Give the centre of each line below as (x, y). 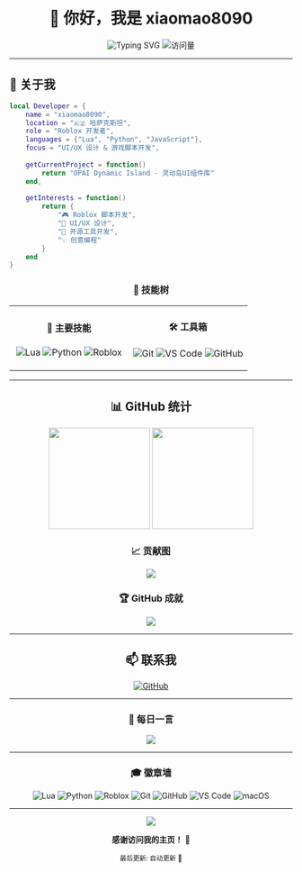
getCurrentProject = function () (86, 164)
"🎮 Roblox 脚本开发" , (97, 215)
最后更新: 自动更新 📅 (151, 858)
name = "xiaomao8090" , (68, 114)
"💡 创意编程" (79, 240)
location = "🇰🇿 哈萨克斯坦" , (79, 123)
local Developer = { (48, 106)
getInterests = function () (76, 198)
